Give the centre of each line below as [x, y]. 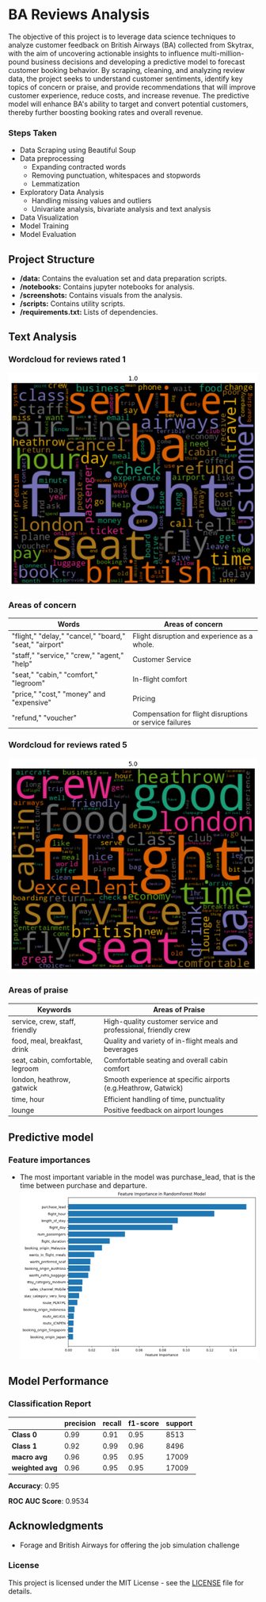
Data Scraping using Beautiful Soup [78, 150]
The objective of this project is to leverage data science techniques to [122, 36]
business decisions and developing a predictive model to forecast [138, 62]
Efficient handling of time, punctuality [164, 1099]
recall [112, 1424]
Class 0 [24, 1435]
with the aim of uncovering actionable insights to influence [104, 53]
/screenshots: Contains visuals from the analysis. [101, 296]
